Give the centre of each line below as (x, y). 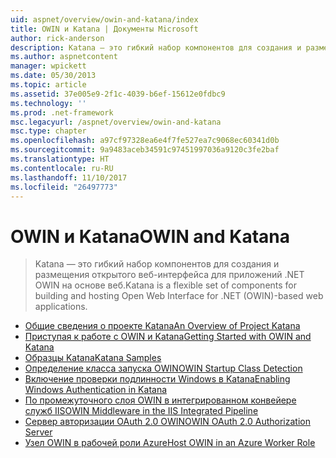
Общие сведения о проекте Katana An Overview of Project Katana (162, 326)
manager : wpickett (48, 66)
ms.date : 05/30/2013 (53, 76)
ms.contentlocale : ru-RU (62, 168)
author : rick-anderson (57, 38)
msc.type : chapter (48, 131)
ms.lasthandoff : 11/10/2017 (69, 177)
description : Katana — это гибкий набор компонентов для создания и (156, 47)
